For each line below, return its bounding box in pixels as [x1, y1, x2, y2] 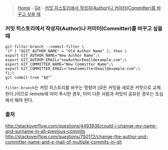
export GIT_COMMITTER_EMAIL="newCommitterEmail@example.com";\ [5, 66, 141, 71]
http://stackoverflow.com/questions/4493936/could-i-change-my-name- [5, 123, 157, 129]
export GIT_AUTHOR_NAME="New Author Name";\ [5, 53, 100, 58]
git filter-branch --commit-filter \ [5, 44, 85, 49]
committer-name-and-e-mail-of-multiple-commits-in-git [5, 138, 122, 145]
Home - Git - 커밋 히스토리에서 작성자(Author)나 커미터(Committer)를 [17, 5, 156, 11]
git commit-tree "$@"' [5, 75, 53, 80]
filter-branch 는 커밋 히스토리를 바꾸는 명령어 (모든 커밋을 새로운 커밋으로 [5, 85, 152, 91]
